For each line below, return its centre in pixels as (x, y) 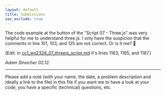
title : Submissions (25, 14)
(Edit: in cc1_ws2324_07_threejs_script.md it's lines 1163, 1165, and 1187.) (78, 53)
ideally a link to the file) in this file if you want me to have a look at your (77, 82)
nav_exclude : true (24, 19)
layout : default (22, 10)
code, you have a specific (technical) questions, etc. (58, 88)
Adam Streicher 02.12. (28, 63)
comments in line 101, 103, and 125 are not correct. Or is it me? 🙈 (71, 44)
